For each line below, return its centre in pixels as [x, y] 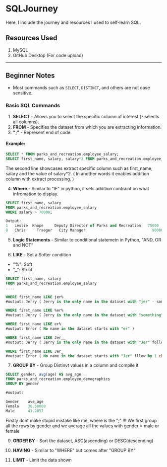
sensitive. [23, 93]
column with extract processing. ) [40, 179]
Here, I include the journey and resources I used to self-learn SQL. [73, 22]
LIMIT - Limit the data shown [42, 460]
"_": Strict [23, 270]
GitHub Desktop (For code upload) [48, 55]
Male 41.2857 [25, 411]
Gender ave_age [25, 401]
